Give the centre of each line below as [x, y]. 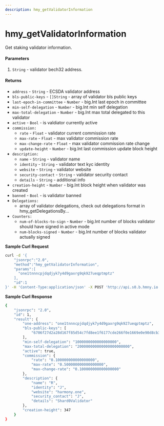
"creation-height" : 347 [47, 410]
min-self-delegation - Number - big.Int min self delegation [70, 107]
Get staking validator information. [39, 47]
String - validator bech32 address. [47, 69]
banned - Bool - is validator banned [47, 195]
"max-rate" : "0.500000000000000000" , [70, 365]
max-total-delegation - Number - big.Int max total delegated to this [79, 112]
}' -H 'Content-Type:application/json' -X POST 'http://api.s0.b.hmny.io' [83, 287]
